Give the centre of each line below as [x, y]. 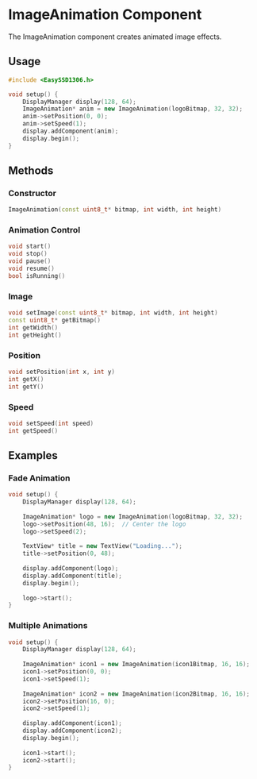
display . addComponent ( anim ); [71, 131]
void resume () [32, 269]
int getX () [26, 379]
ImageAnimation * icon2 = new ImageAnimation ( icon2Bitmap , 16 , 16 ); [136, 694]
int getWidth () [33, 327]
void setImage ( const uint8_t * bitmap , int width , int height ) [113, 313]
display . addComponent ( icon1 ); [73, 723]
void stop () [28, 254]
